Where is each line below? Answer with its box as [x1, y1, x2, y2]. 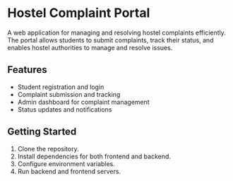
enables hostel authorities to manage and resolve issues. [7, 43, 173, 52]
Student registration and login [17, 83, 104, 91]
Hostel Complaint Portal [7, 5, 150, 21]
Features [7, 64, 47, 76]
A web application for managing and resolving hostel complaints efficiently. [7, 28, 226, 37]
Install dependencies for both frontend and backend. [17, 152, 172, 160]
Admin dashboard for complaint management [17, 98, 150, 106]
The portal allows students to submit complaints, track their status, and [7, 35, 214, 44]
